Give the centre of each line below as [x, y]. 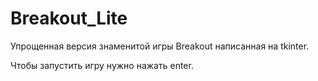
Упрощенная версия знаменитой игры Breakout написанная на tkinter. [160, 46]
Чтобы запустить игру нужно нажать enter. [102, 65]
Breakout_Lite [69, 18]
